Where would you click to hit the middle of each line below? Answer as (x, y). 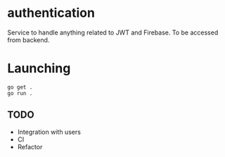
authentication (51, 13)
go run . (20, 93)
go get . (20, 87)
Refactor (30, 146)
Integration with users (49, 132)
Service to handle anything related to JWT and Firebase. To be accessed (113, 32)
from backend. (28, 39)
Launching (39, 69)
